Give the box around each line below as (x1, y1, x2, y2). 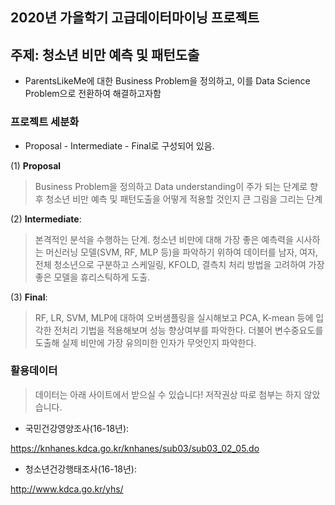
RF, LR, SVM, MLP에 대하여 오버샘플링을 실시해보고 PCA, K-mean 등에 (34, 311, 314, 323)
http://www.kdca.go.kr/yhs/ (10, 483, 124, 495)
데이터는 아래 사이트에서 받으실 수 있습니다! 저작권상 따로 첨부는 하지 (34, 388, 302, 400)
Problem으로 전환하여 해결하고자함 (24, 88, 162, 100)
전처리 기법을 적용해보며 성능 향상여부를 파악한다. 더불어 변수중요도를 (53, 324, 324, 336)
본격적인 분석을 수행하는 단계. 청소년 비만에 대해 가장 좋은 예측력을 (34, 233, 294, 245)
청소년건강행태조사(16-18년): (24, 463, 138, 475)
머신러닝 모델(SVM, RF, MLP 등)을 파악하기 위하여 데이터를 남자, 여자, (45, 246, 319, 258)
